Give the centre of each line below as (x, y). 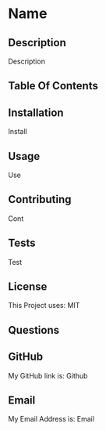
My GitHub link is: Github (48, 375)
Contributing (40, 199)
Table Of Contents (53, 86)
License (28, 287)
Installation (36, 112)
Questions (34, 330)
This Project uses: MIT (44, 306)
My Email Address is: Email (51, 419)
